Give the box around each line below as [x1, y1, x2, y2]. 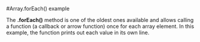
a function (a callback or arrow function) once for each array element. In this [6, 23, 195, 30]
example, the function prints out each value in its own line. [6, 29, 150, 36]
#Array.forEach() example [6, 5, 70, 12]
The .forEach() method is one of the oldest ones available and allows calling [6, 17, 194, 23]
